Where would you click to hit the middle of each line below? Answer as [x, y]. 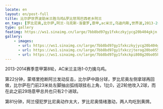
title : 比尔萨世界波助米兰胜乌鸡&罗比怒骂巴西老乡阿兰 [53, 18]
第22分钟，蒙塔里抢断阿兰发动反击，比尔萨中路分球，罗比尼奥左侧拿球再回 [80, 79]
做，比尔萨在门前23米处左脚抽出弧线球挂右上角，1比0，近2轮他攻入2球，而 [81, 85]
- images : [24, 41]
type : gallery [19, 28]
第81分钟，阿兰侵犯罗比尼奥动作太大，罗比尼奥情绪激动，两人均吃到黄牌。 [80, 102]
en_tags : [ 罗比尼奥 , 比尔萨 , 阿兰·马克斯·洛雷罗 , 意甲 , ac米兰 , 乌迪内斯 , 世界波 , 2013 [79, 23]
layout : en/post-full [27, 14]
